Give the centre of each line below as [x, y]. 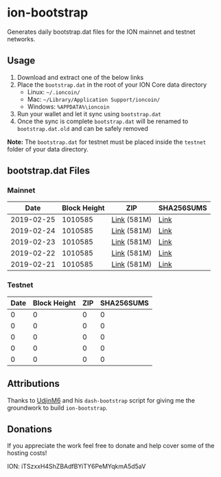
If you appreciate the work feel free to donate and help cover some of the [111, 446]
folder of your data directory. [48, 149]
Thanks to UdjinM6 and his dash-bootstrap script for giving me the [101, 400]
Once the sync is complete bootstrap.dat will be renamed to [103, 121]
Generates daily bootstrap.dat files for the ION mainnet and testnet [101, 32]
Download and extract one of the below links [80, 77]
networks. [21, 39]
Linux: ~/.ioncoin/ [54, 92]
